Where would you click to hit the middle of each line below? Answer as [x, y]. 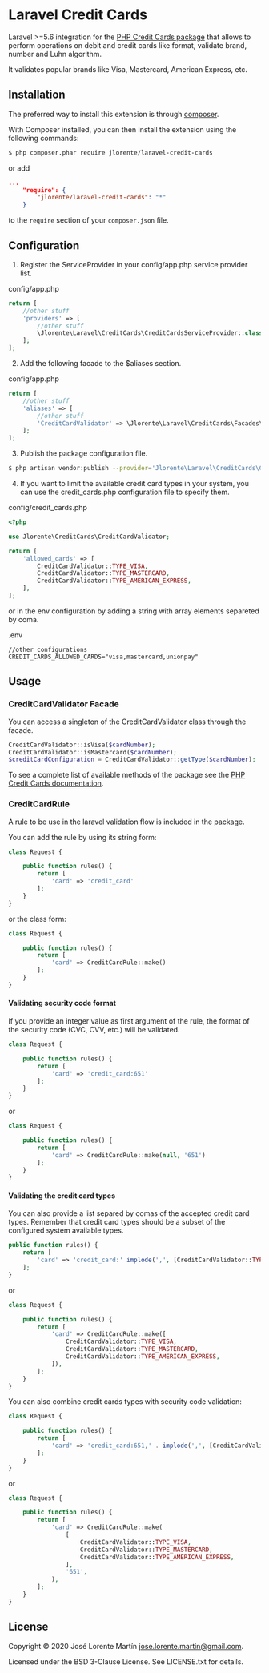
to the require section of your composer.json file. [89, 220]
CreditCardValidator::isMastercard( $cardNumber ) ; [93, 752]
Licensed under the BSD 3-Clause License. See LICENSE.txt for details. [126, 1661]
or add [19, 168]
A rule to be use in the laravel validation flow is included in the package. [126, 822]
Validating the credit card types [62, 1196]
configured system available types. [66, 1230]
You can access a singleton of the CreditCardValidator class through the [127, 722]
